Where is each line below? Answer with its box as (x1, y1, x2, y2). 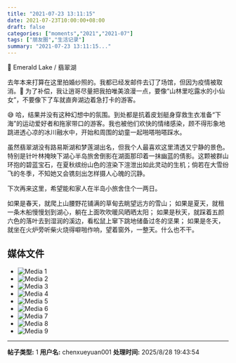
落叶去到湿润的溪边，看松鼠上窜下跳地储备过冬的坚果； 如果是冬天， (25, 217, 225, 225)
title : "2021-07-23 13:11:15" (7, 10, 96, 18)
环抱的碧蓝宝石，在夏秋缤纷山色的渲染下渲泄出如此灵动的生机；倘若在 (7, 161, 211, 169)
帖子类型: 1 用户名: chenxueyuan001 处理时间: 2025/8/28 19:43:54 (7, 348, 200, 356)
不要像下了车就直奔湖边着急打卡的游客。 (22, 95, 140, 104)
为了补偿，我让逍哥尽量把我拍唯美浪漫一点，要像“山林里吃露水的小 (25, 87, 219, 95)
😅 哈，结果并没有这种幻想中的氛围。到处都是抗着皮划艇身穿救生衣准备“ (7, 110, 216, 119)
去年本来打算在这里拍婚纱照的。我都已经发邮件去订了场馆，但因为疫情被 (7, 78, 216, 86)
